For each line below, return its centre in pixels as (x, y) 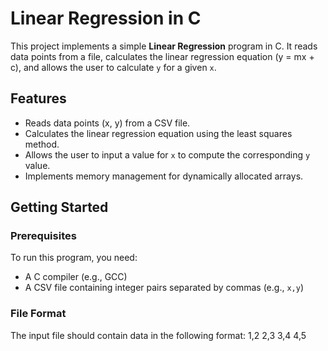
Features (38, 98)
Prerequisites (43, 236)
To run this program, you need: (74, 258)
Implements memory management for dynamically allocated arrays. (164, 176)
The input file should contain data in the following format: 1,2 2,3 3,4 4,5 (158, 335)
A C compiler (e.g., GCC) (76, 277)
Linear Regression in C (106, 18)
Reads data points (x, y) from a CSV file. (107, 123)
